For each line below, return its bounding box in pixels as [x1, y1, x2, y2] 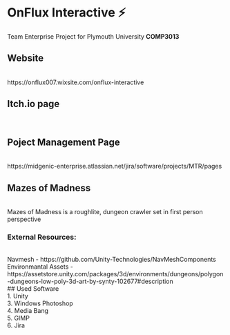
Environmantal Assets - [7, 262, 74, 271]
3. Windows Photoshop [7, 299, 74, 307]
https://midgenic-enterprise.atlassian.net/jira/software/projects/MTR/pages [7, 162, 222, 171]
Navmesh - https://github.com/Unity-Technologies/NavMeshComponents [7, 256, 216, 264]
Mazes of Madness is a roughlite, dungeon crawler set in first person [7, 208, 204, 216]
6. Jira [7, 321, 26, 329]
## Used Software [7, 285, 59, 293]
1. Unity [7, 292, 29, 300]
